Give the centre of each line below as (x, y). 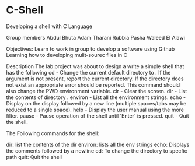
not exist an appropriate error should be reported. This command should (93, 84)
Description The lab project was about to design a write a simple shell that (95, 66)
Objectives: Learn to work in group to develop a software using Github (90, 49)
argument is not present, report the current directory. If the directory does (95, 79)
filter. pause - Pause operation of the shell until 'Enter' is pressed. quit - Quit (98, 116)
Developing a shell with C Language (49, 26)
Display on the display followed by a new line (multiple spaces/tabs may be (96, 103)
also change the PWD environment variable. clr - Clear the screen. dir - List (97, 91)
